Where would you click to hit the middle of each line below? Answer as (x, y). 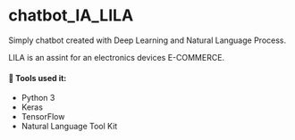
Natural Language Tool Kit (69, 127)
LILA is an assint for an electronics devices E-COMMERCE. (117, 57)
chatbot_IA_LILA (71, 16)
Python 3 (38, 98)
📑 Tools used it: (38, 78)
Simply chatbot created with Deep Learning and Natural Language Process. (147, 40)
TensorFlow (43, 117)
